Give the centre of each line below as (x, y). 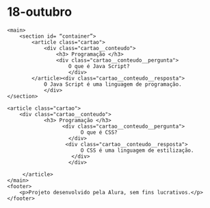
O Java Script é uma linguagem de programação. (113, 84)
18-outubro (40, 12)
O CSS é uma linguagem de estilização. (137, 150)
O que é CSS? (99, 132)
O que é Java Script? (99, 66)
